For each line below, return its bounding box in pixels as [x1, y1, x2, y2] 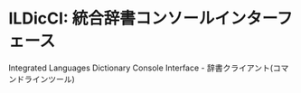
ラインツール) [24, 73, 76, 84]
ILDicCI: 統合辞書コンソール [8, 8, 215, 29]
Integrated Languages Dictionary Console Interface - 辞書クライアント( [8, 62, 273, 73]
